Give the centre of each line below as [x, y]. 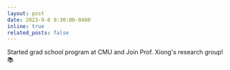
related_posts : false [38, 33]
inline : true [26, 26]
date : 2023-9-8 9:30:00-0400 [49, 20]
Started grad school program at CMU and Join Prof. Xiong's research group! [115, 52]
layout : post [26, 13]
